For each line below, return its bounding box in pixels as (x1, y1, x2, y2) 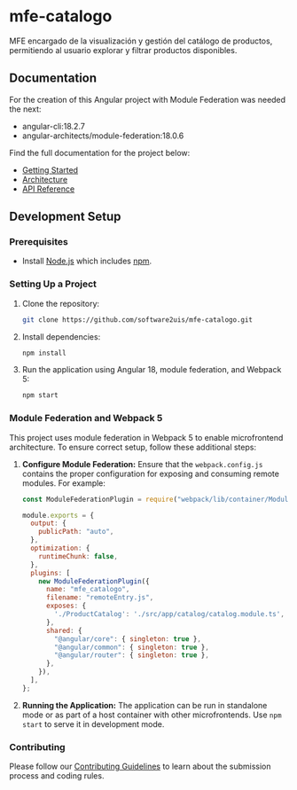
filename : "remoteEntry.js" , (45, 593, 154, 602)
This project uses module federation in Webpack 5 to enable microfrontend (9, 432, 284, 442)
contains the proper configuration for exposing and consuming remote (21, 468, 279, 479)
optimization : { (30, 544, 90, 553)
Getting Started (21, 164, 78, 175)
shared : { (45, 626, 82, 635)
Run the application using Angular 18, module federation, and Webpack (21, 364, 282, 375)
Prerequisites (9, 236, 68, 248)
